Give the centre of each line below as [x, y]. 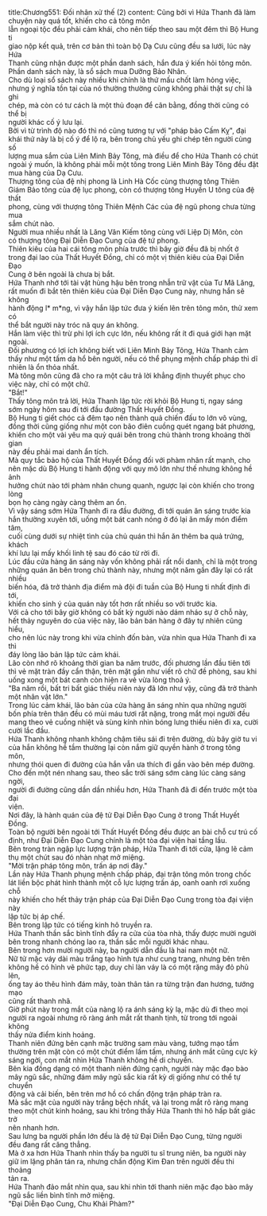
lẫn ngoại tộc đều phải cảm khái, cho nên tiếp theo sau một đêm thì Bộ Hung [133, 29]
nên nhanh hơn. [34, 1128]
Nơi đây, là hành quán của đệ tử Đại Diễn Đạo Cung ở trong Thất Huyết [124, 815]
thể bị [17, 114]
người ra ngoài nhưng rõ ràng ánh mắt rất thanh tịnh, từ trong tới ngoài [123, 1018]
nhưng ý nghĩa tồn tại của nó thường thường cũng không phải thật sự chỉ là [130, 88]
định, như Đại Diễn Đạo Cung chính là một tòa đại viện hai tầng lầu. [118, 840]
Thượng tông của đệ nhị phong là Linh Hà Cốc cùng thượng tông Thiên [124, 181]
